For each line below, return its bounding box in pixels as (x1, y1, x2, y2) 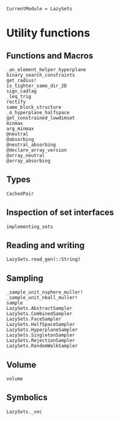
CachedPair (6, 191, 34, 197)
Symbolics (6, 392, 48, 403)
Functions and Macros (6, 50, 94, 61)
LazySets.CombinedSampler (6, 311, 72, 317)
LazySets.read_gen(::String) (6, 256, 81, 263)
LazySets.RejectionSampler (6, 338, 75, 344)
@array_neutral (6, 153, 45, 159)
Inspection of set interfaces (6, 207, 114, 218)
